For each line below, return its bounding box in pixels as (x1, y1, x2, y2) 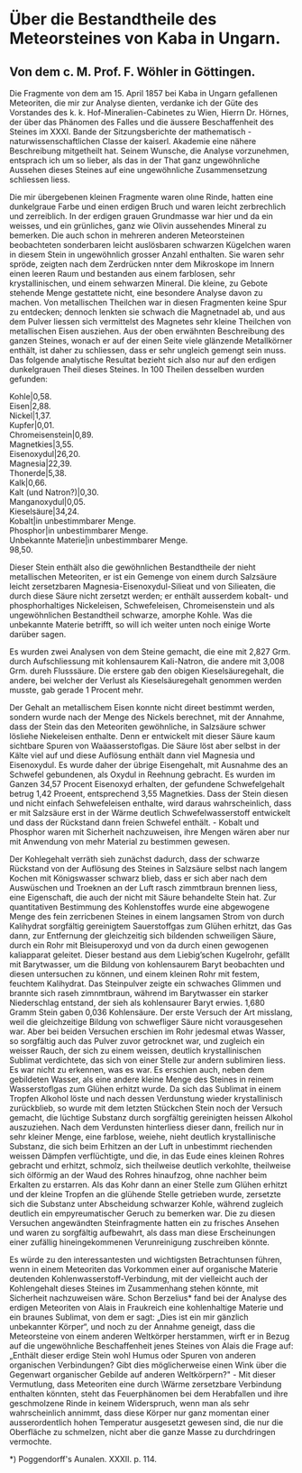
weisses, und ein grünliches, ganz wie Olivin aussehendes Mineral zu (9, 221, 267, 231)
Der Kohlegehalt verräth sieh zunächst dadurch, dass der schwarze (9, 854, 260, 865)
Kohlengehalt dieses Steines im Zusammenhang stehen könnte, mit (9, 1283, 259, 1294)
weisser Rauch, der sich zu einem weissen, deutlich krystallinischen (9, 1046, 261, 1056)
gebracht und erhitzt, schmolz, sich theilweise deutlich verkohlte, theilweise (9, 1160, 291, 1171)
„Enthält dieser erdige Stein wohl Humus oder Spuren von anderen (9, 1350, 257, 1360)
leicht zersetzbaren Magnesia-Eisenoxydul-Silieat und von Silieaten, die (9, 581, 277, 591)
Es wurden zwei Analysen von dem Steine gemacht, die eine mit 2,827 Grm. (9, 646, 291, 657)
